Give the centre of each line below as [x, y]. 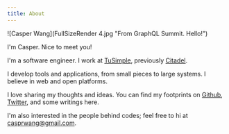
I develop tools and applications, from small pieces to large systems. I [107, 74]
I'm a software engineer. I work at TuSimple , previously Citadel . [97, 60]
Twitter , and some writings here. [53, 102]
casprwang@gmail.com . [42, 123]
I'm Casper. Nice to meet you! [50, 47]
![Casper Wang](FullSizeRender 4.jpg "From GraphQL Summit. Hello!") [108, 33]
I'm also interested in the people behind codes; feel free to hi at [98, 115]
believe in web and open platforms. [57, 81]
